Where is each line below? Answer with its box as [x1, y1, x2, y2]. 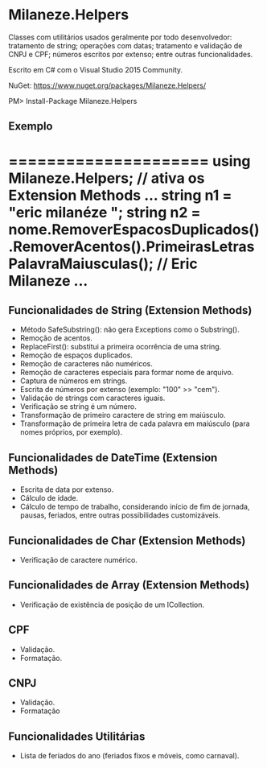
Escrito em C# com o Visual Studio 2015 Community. [8, 64, 183, 74]
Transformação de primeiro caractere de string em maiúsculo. [19, 411, 226, 420]
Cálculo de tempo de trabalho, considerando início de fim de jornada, [19, 502, 250, 512]
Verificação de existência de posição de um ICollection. [19, 600, 205, 609]
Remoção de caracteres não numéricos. [19, 359, 153, 369]
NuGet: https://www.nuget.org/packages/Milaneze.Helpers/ [8, 81, 207, 90]
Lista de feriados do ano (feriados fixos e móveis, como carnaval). [19, 751, 240, 761]
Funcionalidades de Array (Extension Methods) [8, 578, 250, 593]
